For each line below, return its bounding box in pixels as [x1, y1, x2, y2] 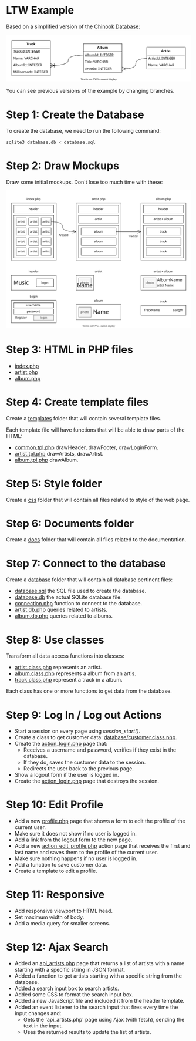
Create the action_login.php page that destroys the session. [14, 777, 160, 784]
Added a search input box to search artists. [14, 985, 119, 992]
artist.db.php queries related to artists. [14, 606, 107, 614]
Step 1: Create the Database [6, 108, 144, 121]
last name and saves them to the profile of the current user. [14, 849, 158, 856]
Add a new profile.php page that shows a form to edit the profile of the [14, 817, 186, 825]
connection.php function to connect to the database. [14, 600, 143, 607]
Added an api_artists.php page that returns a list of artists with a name [14, 960, 185, 967]
